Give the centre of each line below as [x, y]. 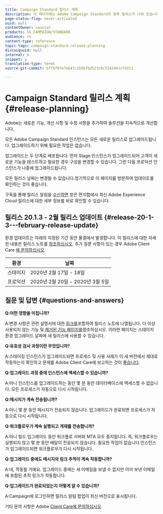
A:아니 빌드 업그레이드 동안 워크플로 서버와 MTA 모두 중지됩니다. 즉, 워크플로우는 [81, 436]
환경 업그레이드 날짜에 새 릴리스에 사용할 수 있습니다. [55, 336]
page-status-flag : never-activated [41, 18]
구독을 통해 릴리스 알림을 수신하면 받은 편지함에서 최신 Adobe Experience [75, 195]
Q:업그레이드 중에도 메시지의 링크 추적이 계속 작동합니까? [59, 459]
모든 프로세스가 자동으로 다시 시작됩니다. [50, 389]
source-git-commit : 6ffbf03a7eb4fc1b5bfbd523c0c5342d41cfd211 [69, 69]
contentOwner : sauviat [28, 28]
